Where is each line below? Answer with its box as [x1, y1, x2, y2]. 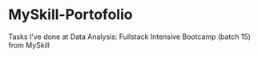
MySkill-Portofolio [8, 6, 133, 24]
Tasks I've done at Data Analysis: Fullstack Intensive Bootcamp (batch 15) [8, 32, 251, 41]
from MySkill [8, 40, 50, 49]
